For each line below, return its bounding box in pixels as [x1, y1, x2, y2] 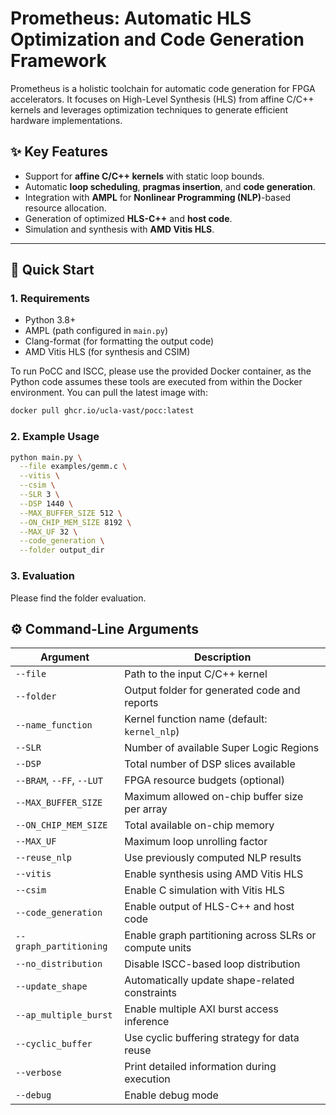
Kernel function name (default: [124, 712, 268, 726]
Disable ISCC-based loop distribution [124, 957, 301, 971]
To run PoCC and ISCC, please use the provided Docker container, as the [10, 365, 312, 377]
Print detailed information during [124, 1060, 277, 1074]
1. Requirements [10, 292, 91, 306]
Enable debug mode [124, 1088, 219, 1102]
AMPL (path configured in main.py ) [24, 325, 169, 337]
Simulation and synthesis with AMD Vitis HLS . [24, 223, 215, 235]
